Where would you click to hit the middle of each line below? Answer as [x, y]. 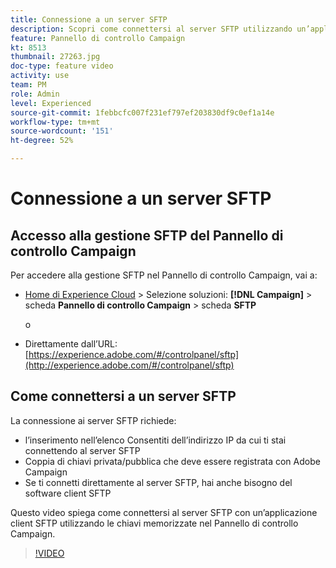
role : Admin [35, 94]
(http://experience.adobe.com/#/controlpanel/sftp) [129, 365]
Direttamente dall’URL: [71, 344]
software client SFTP [68, 493]
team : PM [28, 85]
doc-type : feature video [62, 66]
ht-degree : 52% [42, 141]
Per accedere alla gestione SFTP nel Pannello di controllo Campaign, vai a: [164, 275]
